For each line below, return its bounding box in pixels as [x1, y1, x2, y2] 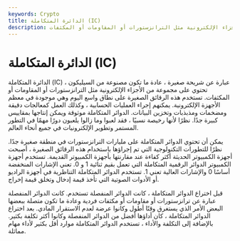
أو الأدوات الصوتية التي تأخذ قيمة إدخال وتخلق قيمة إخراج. [8, 175, 160, 184]
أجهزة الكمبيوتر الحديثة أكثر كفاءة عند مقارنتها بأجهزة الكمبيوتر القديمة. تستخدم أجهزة [8, 153, 233, 161]
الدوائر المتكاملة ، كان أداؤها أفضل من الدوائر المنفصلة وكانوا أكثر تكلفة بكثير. [8, 212, 211, 220]
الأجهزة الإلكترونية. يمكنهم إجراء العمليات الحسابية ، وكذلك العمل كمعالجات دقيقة [8, 101, 221, 109]
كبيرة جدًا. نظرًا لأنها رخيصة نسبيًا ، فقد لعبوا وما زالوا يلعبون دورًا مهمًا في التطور [8, 116, 218, 125]
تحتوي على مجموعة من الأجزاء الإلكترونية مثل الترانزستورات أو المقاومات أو [8, 86, 208, 94]
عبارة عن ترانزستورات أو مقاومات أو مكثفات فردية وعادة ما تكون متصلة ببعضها [8, 197, 216, 205]
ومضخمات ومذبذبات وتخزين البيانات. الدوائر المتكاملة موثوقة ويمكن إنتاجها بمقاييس [8, 108, 227, 117]
